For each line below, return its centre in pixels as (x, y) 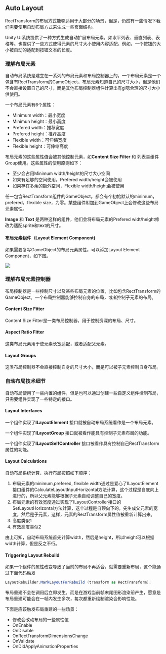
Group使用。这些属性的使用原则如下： (44, 163)
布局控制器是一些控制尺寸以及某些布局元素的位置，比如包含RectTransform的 (83, 291)
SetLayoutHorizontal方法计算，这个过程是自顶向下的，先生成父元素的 (83, 508)
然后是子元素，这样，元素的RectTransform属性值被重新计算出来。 (88, 514)
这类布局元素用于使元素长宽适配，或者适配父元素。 (57, 344)
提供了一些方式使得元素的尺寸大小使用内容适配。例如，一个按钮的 (89, 44)
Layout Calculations (26, 461)
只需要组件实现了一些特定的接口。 (40, 399)
